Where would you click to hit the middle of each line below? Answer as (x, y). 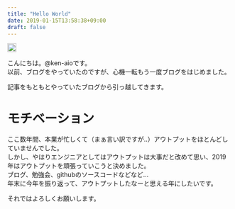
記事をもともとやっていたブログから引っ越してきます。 (88, 87)
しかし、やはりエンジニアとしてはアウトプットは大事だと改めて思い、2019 (117, 157)
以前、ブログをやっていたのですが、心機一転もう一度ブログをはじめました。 (119, 72)
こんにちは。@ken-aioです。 (49, 63)
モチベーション (51, 118)
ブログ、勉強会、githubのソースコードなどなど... (78, 175)
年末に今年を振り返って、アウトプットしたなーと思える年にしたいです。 (113, 183)
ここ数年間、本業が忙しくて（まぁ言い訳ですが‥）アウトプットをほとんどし (118, 140)
